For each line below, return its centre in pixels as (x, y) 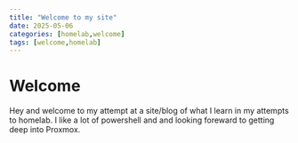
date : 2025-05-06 (41, 26)
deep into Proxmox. (45, 130)
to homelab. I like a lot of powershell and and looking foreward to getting (142, 120)
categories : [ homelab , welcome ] (67, 34)
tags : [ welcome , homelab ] (55, 42)
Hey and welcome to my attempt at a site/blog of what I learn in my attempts (149, 111)
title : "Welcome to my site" (63, 17)
